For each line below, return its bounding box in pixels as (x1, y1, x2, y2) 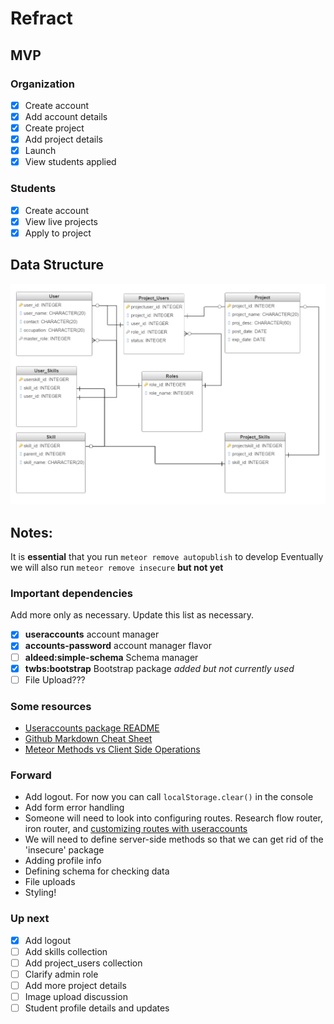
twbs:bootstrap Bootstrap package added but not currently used (24, 662, 295, 674)
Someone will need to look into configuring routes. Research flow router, (24, 812, 324, 824)
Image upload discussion (24, 990, 128, 1002)
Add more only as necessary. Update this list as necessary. (10, 609, 255, 621)
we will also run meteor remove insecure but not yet (10, 562, 224, 574)
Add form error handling (24, 802, 125, 814)
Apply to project (24, 227, 92, 239)
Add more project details (24, 979, 127, 991)
